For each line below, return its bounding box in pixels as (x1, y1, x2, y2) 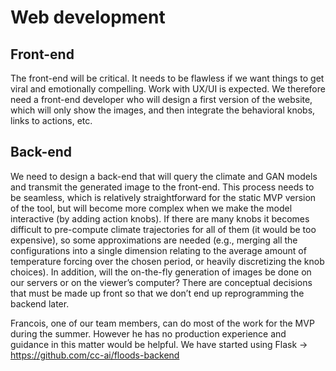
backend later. (10, 297, 70, 310)
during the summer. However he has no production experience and (10, 327, 287, 340)
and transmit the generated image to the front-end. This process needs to (10, 181, 315, 193)
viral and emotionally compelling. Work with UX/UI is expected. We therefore (10, 83, 326, 95)
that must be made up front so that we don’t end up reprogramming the (10, 287, 305, 299)
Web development (10, 6, 166, 29)
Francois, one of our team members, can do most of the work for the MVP (10, 317, 315, 329)
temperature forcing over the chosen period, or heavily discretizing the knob (10, 255, 325, 267)
